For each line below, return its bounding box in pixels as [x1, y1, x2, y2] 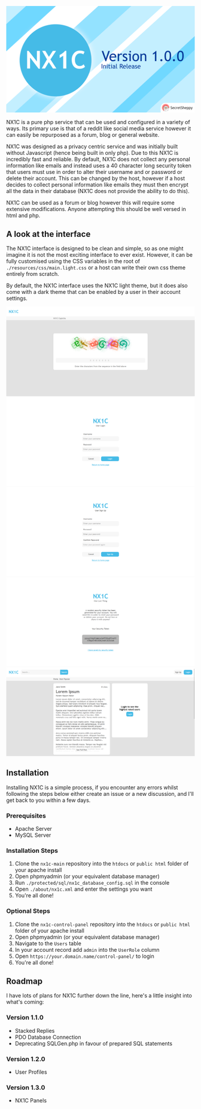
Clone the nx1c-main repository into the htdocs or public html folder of [14, 860, 189, 867]
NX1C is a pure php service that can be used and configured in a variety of [6, 118, 190, 125]
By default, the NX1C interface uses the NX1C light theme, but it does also [6, 282, 188, 289]
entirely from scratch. [6, 271, 59, 278]
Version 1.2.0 [6, 1054, 46, 1063]
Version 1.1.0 [6, 1014, 44, 1022]
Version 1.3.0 [6, 1083, 45, 1092]
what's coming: [6, 999, 44, 1006]
